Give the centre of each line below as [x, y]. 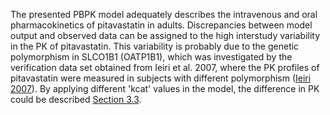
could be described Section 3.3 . [76, 99]
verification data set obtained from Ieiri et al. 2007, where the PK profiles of [165, 67]
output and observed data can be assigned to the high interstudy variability [165, 35]
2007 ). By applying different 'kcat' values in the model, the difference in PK [165, 88]
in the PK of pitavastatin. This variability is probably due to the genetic [155, 46]
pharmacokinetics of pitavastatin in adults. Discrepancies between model [161, 25]
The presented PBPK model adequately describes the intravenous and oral [164, 14]
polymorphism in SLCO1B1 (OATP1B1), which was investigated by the [151, 57]
